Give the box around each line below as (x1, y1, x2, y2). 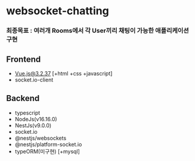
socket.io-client (14, 76, 54, 83)
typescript (14, 109, 41, 116)
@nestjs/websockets (14, 134, 67, 141)
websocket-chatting (6, 4, 109, 18)
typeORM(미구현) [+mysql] (14, 147, 81, 155)
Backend (6, 93, 40, 103)
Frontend (6, 54, 41, 64)
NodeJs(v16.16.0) (14, 115, 58, 122)
